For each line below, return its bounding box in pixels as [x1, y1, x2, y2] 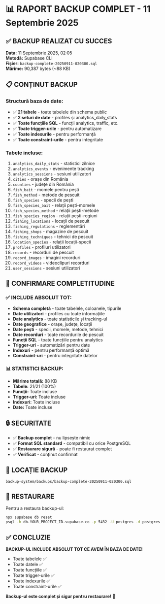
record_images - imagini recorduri [12, 254, 81, 261]
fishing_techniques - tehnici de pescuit [12, 234, 93, 239]
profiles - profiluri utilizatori [12, 244, 71, 250]
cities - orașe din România [12, 176, 68, 182]
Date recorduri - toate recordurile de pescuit [12, 332, 104, 337]
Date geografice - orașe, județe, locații [12, 321, 93, 327]
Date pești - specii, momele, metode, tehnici [12, 326, 103, 332]
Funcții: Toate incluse [12, 388, 57, 394]
